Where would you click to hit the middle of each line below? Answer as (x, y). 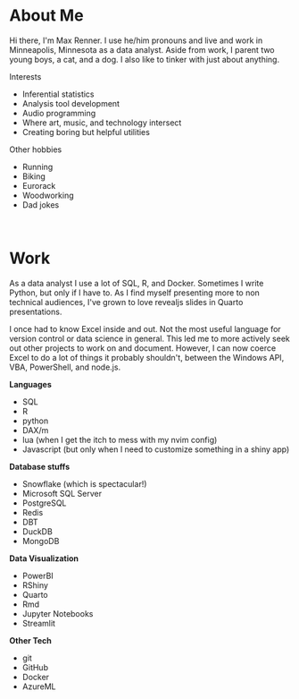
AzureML (39, 686)
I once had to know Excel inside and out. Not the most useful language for (145, 328)
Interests (25, 76)
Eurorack (39, 185)
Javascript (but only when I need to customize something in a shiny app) (156, 449)
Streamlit (39, 623)
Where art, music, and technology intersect (102, 123)
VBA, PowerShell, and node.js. (65, 367)
